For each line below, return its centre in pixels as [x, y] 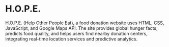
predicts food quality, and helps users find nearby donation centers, [76, 33]
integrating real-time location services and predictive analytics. [72, 39]
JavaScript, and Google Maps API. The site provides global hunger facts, [81, 28]
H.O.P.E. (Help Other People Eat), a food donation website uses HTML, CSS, [85, 23]
